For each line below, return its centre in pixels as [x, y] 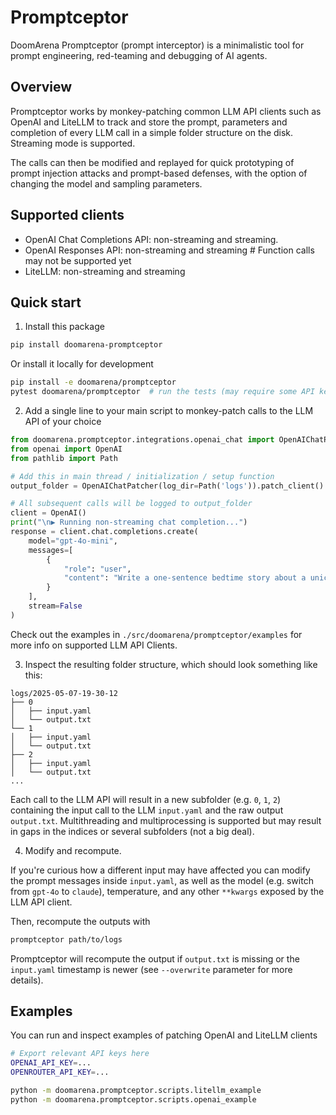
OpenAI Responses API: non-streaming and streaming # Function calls [169, 250]
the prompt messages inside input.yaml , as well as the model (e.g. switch [162, 880]
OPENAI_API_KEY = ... [51, 1063]
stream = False [55, 606]
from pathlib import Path [64, 458]
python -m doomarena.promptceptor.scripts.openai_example [133, 1099]
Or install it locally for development [82, 364]
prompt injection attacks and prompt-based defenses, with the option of [159, 173]
